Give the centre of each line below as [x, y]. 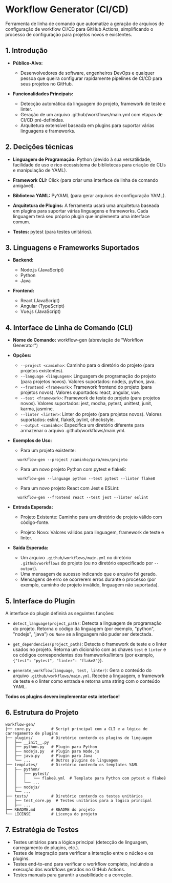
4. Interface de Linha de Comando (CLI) [69, 328]
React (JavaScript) [40, 301]
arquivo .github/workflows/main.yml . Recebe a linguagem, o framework [89, 676]
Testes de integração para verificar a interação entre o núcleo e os [83, 853]
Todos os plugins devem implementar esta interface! [63, 697]
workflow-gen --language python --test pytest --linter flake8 [86, 479]
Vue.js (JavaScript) [40, 311]
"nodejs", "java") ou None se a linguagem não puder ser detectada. [83, 634]
